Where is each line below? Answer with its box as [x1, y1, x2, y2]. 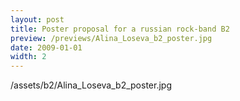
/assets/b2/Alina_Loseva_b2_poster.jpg [10, 79, 172, 91]
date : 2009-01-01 [10, 42, 83, 53]
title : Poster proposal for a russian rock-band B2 [10, 24, 230, 34]
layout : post [10, 14, 65, 25]
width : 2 [10, 52, 47, 62]
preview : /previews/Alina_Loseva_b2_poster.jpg [10, 33, 213, 43]
